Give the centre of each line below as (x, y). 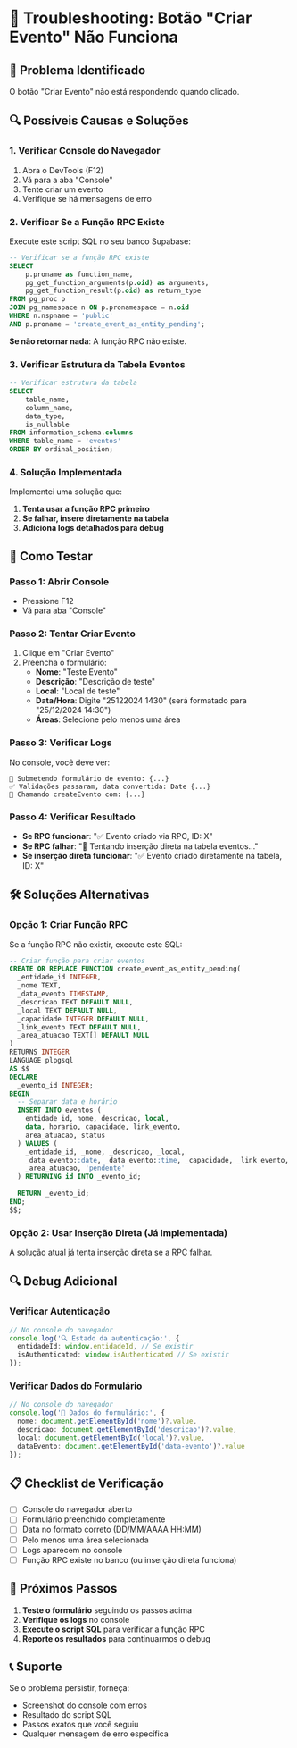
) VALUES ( (37, 1143)
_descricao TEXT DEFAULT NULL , (75, 1002)
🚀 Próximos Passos (63, 1588)
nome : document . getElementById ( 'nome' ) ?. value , (107, 1421)
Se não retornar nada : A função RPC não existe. (98, 341)
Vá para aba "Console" (64, 610)
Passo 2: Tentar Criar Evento (72, 634)
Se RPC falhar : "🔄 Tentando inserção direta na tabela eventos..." (140, 846)
